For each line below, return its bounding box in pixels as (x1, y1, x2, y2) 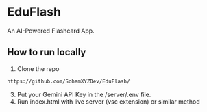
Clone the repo (16, 64, 60, 72)
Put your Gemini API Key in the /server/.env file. (16, 90, 151, 98)
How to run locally (7, 46, 86, 58)
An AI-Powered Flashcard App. (7, 27, 95, 35)
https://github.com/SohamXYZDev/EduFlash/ (7, 78, 130, 85)
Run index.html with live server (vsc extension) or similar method (16, 97, 200, 106)
